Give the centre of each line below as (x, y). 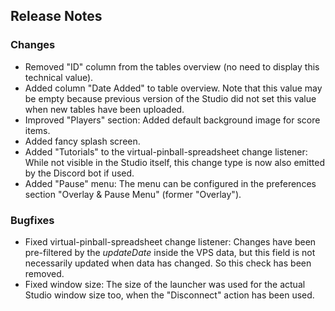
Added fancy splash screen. (82, 141)
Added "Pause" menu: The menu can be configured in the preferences (170, 183)
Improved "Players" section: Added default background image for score (172, 120)
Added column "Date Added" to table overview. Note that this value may (173, 88)
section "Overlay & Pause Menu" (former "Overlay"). (133, 194)
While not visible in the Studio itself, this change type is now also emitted (175, 162)
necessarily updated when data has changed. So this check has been (168, 263)
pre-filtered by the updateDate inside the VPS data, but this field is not (170, 252)
